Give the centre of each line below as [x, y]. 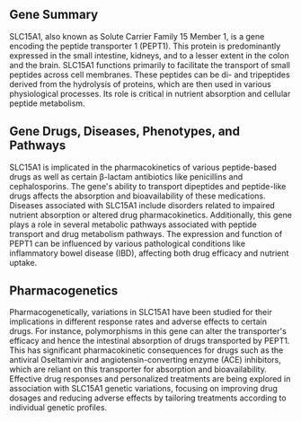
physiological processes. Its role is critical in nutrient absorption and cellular [150, 93]
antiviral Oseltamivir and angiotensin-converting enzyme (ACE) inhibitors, [145, 360]
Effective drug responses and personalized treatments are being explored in [150, 379]
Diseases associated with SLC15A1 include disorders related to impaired [142, 205]
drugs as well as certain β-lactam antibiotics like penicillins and [126, 176]
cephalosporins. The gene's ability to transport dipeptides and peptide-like [148, 186]
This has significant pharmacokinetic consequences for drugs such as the [146, 350]
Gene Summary [54, 15]
